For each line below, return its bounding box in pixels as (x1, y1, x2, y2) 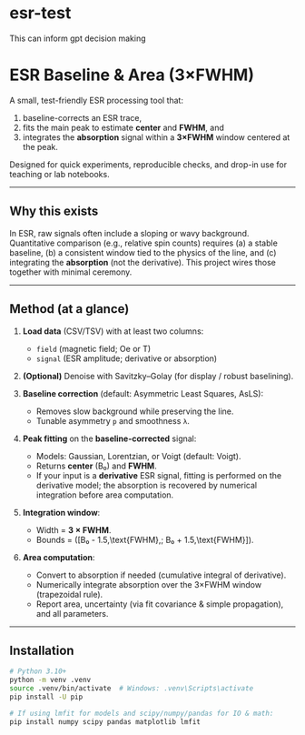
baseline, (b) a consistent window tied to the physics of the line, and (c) (9, 247, 277, 257)
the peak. (22, 141, 59, 152)
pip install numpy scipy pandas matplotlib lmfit (9, 717, 202, 726)
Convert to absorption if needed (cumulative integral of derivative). (35, 569, 287, 580)
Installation (9, 642, 74, 658)
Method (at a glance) (9, 301, 130, 317)
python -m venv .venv (9, 676, 92, 685)
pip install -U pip (9, 692, 84, 701)
